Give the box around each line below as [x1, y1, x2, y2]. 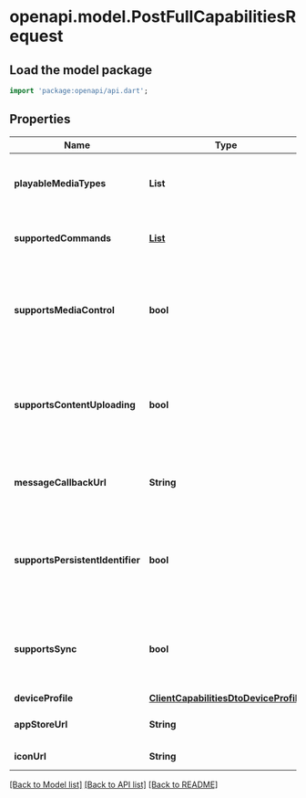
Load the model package [9, 62, 153, 78]
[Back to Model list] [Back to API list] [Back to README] [9, 779, 219, 790]
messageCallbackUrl [14, 476, 107, 488]
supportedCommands [14, 231, 112, 244]
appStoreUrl [14, 718, 68, 730]
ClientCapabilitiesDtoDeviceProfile [148, 691, 303, 704]
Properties [9, 111, 71, 127]
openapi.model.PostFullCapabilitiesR [9, 6, 297, 27]
